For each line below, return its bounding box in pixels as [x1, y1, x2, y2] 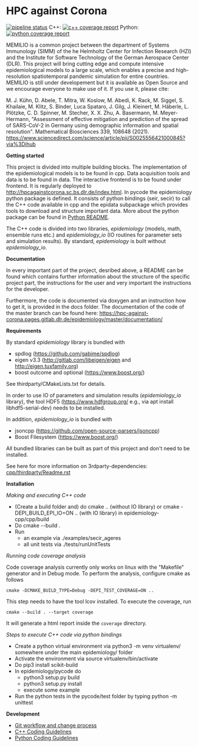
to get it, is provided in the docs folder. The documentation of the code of [6, 303, 184, 310]
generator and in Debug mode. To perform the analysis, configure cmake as [6, 569, 190, 576]
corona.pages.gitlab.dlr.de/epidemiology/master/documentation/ [6, 316, 163, 323]
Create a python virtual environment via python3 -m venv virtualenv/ [14, 642, 181, 650]
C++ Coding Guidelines [14, 728, 72, 735]
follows [6, 576, 24, 583]
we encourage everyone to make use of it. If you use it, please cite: [6, 85, 169, 92]
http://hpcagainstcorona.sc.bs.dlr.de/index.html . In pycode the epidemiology [6, 188, 192, 195]
